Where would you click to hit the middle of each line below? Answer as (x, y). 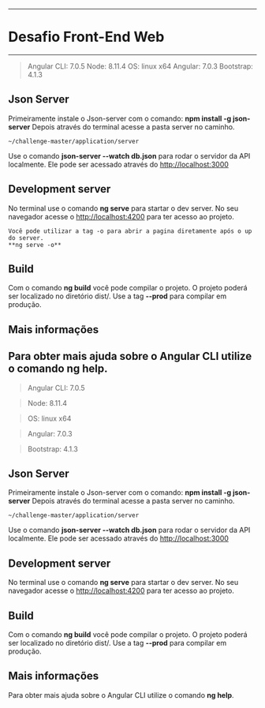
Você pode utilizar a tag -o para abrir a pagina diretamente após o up (130, 231)
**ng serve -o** (35, 245)
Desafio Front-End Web (86, 37)
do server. (26, 238)
